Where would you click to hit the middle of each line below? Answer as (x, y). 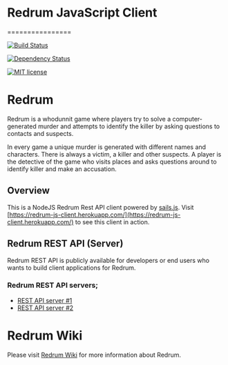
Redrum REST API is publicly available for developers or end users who (108, 260)
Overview (29, 191)
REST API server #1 (45, 300)
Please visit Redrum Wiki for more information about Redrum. (94, 355)
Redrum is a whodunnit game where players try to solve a (89, 119)
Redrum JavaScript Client (82, 13)
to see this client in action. (112, 221)
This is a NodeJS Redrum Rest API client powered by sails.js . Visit (101, 207)
